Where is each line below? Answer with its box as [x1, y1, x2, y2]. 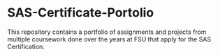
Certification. [7, 42, 45, 50]
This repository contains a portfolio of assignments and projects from [7, 28, 207, 36]
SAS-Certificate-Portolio [7, 5, 154, 21]
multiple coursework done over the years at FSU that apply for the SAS [7, 35, 212, 43]
